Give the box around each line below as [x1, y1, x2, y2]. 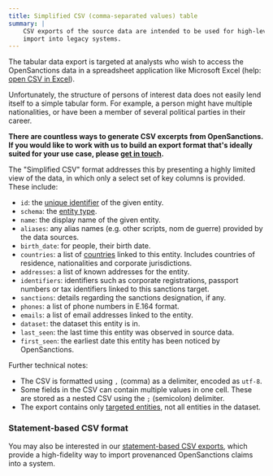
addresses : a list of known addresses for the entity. [19, 267, 190, 277]
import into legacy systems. [23, 34, 122, 43]
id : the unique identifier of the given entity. [19, 198, 164, 207]
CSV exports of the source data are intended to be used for [23, 27, 234, 35]
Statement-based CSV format [8, 422, 128, 434]
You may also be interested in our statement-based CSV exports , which [8, 441, 248, 451]
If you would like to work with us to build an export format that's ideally [8, 140, 253, 151]
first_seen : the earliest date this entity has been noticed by [19, 336, 221, 346]
